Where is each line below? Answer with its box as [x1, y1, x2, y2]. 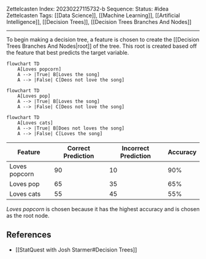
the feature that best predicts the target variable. [6, 49, 129, 56]
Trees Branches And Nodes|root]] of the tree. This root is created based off [6, 42, 197, 50]
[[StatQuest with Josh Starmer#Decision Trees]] [15, 245, 137, 253]
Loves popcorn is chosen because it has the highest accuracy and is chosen [6, 206, 200, 212]
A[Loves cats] [17, 120, 53, 126]
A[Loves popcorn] [17, 66, 62, 72]
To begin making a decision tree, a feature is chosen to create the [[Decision [6, 36, 200, 43]
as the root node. [6, 212, 50, 219]
